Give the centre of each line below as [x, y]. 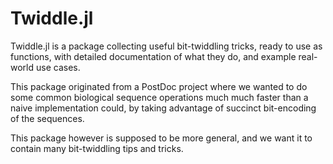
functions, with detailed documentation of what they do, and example [153, 56]
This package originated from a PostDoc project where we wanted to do [159, 86]
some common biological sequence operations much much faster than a [159, 97]
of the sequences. [47, 118]
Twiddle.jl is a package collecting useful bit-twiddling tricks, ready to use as [166, 46]
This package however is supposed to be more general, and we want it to [161, 138]
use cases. [58, 67]
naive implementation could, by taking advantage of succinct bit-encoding [163, 108]
